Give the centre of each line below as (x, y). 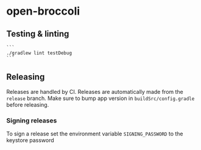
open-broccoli (43, 11)
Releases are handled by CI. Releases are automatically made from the (95, 91)
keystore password (30, 140)
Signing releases (32, 120)
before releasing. (28, 104)
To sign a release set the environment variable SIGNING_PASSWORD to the (95, 134)
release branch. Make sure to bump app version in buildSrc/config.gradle (100, 98)
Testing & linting (38, 34)
